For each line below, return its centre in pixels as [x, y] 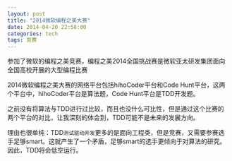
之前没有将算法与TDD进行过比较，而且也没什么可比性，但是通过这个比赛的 [116, 109]
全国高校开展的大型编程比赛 [48, 70]
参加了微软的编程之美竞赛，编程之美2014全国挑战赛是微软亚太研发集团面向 [116, 61]
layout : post [26, 14]
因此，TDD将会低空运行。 [45, 150]
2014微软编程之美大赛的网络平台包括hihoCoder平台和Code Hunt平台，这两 [116, 85]
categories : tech [33, 34]
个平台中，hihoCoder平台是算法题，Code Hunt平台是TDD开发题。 [103, 94]
